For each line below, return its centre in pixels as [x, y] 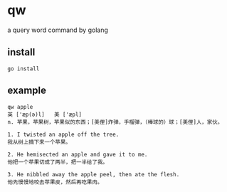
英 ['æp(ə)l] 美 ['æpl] [44, 114]
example [27, 91]
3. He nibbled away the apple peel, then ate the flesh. [94, 174]
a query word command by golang [58, 30]
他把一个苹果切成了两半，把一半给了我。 [58, 162]
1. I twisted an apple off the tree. [63, 134]
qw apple [20, 107]
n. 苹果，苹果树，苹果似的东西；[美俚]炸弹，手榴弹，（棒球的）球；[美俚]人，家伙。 [115, 122]
